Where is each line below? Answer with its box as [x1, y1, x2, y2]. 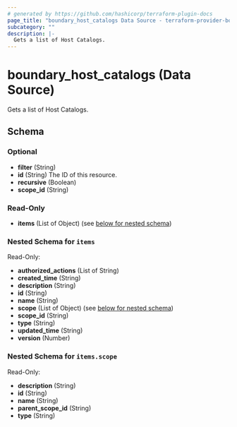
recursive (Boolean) [17, 178, 77, 186]
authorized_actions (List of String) [17, 266, 120, 275]
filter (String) [17, 163, 56, 172]
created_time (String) [17, 274, 81, 282]
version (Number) [17, 334, 71, 342]
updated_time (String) [17, 326, 83, 335]
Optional [7, 147, 37, 157]
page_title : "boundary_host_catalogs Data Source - [7, 17, 162, 24]
